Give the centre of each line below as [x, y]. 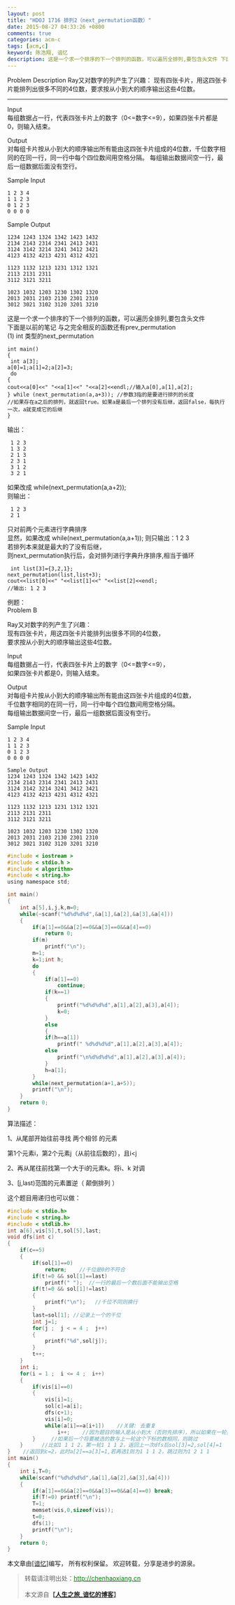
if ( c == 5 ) [33, 1250]
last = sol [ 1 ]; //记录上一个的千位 [77, 1315]
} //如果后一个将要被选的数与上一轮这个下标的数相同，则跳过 [115, 1438]
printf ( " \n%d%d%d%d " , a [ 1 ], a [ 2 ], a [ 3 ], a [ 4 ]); [122, 1057]
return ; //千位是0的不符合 [85, 1270]
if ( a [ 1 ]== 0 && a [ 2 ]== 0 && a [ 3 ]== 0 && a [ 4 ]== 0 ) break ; [103, 1491]
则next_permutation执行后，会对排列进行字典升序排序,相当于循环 [101, 555]
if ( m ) [41, 940]
